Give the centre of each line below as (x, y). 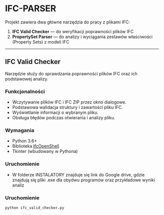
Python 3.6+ (25, 141)
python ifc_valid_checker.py (35, 208)
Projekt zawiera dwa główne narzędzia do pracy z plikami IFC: (68, 22)
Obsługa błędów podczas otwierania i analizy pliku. (64, 118)
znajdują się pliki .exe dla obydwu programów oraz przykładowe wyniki (83, 180)
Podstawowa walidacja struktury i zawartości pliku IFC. (68, 107)
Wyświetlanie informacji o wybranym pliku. (55, 112)
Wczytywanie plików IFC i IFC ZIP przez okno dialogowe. (69, 102)
